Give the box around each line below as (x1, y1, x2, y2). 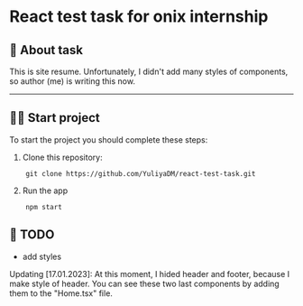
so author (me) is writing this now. (9, 76, 135, 87)
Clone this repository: (22, 152, 103, 162)
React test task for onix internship (9, 6, 269, 27)
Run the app (22, 185, 69, 196)
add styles (22, 251, 61, 262)
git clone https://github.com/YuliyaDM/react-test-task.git (25, 169, 256, 178)
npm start (25, 202, 63, 211)
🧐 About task (9, 42, 84, 58)
